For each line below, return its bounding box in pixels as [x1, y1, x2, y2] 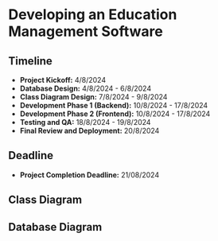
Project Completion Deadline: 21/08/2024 [19, 169, 160, 180]
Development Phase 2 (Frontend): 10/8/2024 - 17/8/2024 [19, 109, 211, 119]
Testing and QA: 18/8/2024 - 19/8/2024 [19, 118, 151, 126]
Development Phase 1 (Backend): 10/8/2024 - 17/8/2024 [19, 101, 208, 110]
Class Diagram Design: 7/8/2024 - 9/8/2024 [19, 92, 168, 101]
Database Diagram [8, 220, 103, 234]
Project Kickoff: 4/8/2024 [19, 76, 106, 84]
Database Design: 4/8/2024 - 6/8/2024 [19, 84, 152, 93]
